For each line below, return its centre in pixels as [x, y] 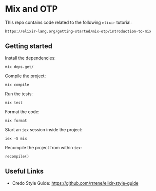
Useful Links [24, 171]
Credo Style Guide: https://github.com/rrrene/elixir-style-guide [75, 183]
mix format [16, 121]
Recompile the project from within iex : [43, 147]
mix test [14, 103]
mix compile [17, 85]
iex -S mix [16, 139]
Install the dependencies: [30, 58]
